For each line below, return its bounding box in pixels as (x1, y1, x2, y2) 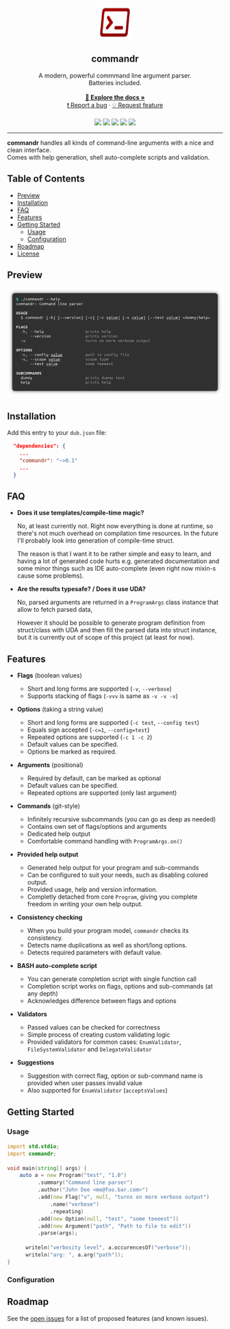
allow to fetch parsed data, (16, 606, 93, 614)
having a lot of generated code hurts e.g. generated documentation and (16, 557, 220, 565)
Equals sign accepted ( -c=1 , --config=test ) (27, 725, 150, 734)
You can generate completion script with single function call (27, 975, 197, 983)
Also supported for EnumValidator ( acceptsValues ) (27, 1086, 168, 1095)
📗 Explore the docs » (85, 93, 145, 101)
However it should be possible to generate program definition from (16, 619, 205, 627)
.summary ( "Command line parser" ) (37, 1179, 133, 1187)
